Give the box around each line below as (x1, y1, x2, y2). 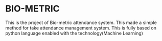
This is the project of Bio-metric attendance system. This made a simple (5, 19, 157, 25)
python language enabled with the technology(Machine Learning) (5, 30, 143, 36)
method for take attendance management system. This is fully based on (5, 24, 157, 30)
